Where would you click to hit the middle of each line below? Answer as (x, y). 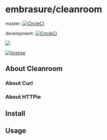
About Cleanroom (34, 69)
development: (20, 33)
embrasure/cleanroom (54, 9)
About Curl (19, 83)
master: (13, 23)
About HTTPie (23, 97)
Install (15, 113)
